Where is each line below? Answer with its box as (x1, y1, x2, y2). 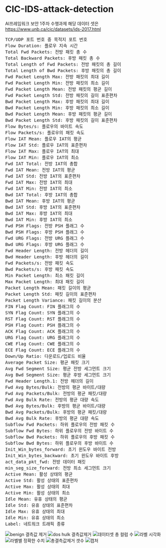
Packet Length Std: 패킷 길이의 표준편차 (5, 291, 96, 297)
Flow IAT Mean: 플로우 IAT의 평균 (5, 136, 82, 142)
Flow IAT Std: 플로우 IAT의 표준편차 (5, 142, 87, 148)
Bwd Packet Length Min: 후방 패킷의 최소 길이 (5, 105, 110, 110)
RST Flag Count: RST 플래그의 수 (5, 316, 81, 321)
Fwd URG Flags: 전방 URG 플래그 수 (5, 235, 84, 241)
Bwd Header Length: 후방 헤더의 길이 (5, 254, 88, 259)
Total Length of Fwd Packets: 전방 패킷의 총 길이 (5, 61, 121, 67)
